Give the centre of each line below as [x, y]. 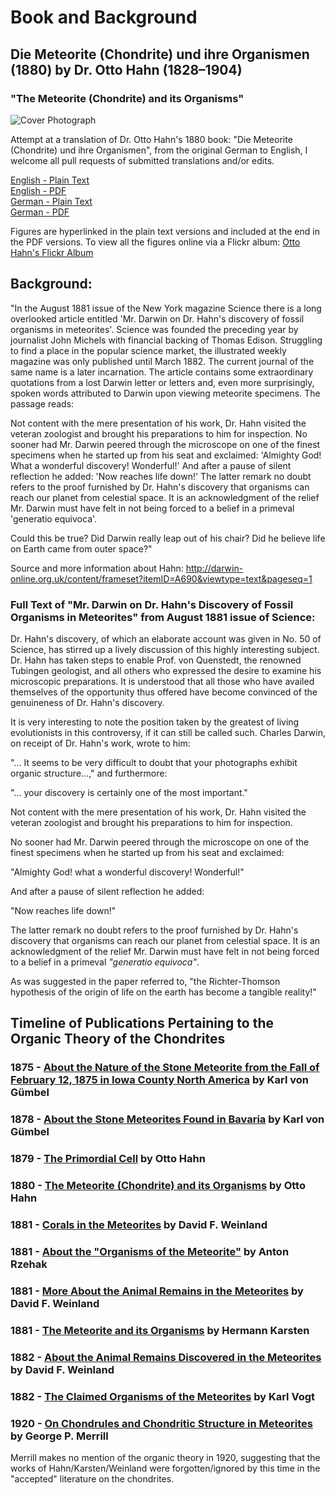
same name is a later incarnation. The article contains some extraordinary [162, 372]
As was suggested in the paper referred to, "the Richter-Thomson [145, 981]
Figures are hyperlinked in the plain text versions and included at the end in [165, 231]
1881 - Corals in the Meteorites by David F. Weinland [139, 1224]
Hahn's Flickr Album [52, 252]
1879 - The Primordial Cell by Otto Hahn [108, 1159]
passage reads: [42, 403]
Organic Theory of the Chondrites [118, 1039]
